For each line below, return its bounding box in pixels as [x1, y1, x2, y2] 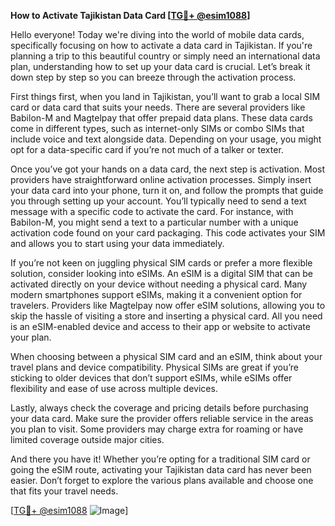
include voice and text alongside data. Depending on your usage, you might [10, 133, 322, 145]
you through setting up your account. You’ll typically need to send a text [10, 195, 307, 207]
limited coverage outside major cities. [10, 434, 165, 445]
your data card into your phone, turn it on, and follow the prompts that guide [10, 185, 324, 196]
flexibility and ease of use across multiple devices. [10, 383, 218, 394]
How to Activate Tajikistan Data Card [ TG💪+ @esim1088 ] [10, 10, 251, 21]
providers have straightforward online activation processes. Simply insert [10, 174, 312, 185]
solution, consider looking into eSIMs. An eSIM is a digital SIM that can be [10, 268, 313, 279]
